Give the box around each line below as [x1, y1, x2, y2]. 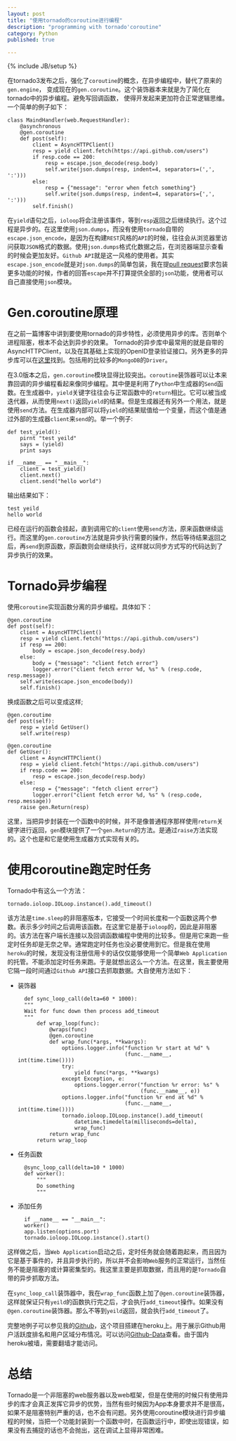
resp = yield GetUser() [20, 724, 90, 731]
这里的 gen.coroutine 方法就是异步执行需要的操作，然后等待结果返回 [25, 534, 221, 542]
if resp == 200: [20, 641, 68, 648]
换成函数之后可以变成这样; [7, 697, 84, 706]
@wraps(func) [48, 1026, 88, 1033]
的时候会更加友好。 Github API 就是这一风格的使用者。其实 [7, 251, 174, 260]
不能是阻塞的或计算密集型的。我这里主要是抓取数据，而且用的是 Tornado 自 [13, 1265, 227, 1273]
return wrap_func [48, 1130, 100, 1137]
